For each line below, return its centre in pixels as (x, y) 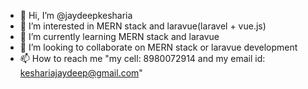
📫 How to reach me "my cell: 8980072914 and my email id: (142, 58)
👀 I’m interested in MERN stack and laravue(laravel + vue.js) (143, 26)
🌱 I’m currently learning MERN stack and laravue (119, 36)
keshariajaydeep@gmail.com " (81, 73)
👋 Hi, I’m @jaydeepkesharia (76, 15)
